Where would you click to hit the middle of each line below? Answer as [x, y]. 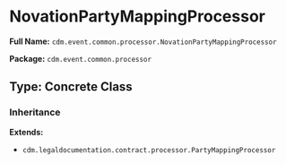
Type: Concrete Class [71, 87]
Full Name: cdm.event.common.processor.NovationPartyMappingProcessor [143, 41]
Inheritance [35, 112]
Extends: [26, 132]
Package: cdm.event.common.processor [81, 58]
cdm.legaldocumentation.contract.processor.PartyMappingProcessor [149, 150]
